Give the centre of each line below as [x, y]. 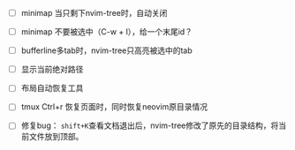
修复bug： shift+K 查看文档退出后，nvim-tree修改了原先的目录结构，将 [150, 125]
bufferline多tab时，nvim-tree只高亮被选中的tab [107, 50]
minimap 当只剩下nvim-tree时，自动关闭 [94, 13]
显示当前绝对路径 [52, 70]
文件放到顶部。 [56, 137]
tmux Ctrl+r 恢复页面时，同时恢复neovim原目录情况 [114, 107]
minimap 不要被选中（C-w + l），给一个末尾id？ [107, 32]
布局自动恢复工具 [52, 88]
